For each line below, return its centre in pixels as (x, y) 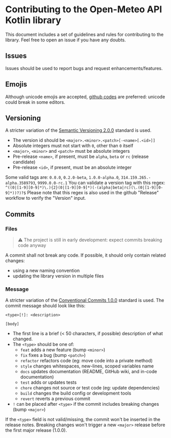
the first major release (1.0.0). (36, 430)
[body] (12, 324)
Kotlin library (33, 20)
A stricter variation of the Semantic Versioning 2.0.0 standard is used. (78, 130)
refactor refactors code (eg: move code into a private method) (87, 361)
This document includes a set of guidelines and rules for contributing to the (84, 34)
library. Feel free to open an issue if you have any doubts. (66, 40)
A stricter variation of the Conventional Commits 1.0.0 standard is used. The (85, 301)
